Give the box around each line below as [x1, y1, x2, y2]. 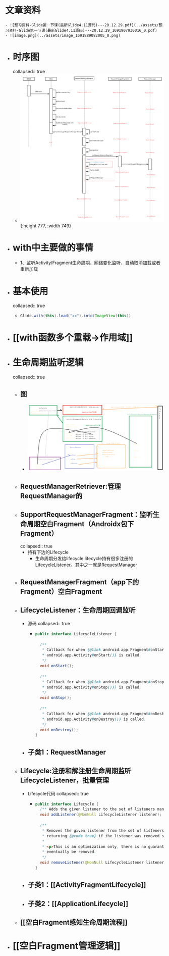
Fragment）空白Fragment [20, 587, 102, 596]
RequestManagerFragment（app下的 [20, 578, 139, 586]
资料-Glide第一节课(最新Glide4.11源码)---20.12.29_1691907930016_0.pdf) [9, 28, 157, 33]
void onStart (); [39, 664, 74, 669]
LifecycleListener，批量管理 [20, 776, 109, 785]
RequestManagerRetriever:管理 [20, 482, 121, 490]
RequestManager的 [20, 491, 83, 500]
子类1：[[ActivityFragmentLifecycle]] [27, 881, 146, 889]
